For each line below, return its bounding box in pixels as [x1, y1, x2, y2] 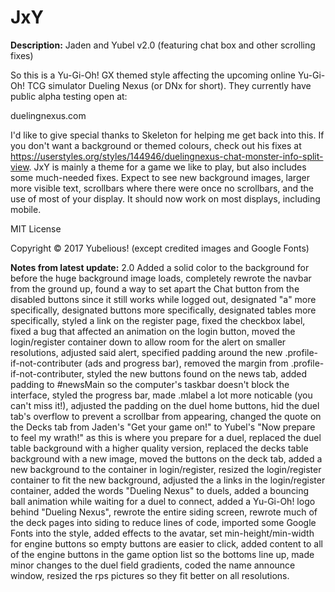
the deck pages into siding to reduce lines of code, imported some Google [10, 516, 317, 528]
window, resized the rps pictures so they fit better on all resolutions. [10, 569, 290, 581]
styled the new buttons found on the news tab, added [86, 367, 308, 380]
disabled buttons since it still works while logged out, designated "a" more [10, 293, 317, 305]
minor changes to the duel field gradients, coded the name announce [10, 559, 296, 571]
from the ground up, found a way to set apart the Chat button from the [10, 282, 300, 295]
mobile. [10, 203, 42, 215]
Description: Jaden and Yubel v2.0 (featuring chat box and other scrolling [10, 39, 316, 51]
